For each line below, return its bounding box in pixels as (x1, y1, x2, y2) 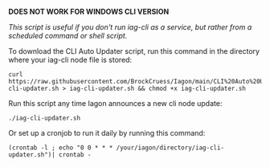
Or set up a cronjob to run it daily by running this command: (8, 128, 206, 137)
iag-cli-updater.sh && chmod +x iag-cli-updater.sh (69, 84, 247, 92)
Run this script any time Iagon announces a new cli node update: (8, 99, 223, 108)
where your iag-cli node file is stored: (8, 55, 133, 64)
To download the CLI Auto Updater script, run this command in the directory (8, 47, 260, 55)
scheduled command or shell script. (8, 31, 128, 40)
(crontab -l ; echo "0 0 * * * (8, 144, 113, 152)
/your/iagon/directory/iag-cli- (116, 144, 225, 152)
